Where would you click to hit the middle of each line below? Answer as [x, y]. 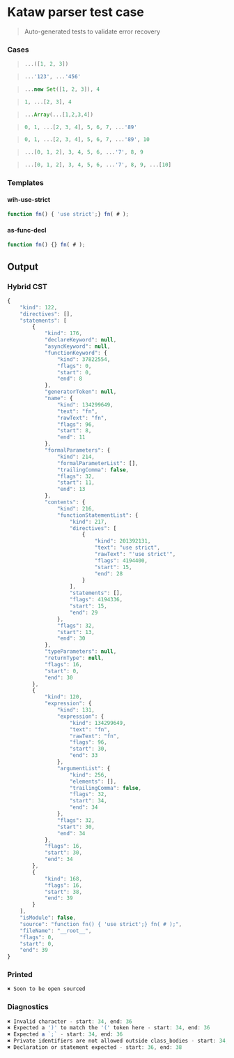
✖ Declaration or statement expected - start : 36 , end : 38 [95, 1048]
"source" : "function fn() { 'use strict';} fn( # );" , [101, 924]
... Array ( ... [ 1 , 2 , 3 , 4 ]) [59, 115]
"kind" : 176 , [63, 333]
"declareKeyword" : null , [80, 340]
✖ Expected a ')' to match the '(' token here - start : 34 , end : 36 [109, 1028]
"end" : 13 [71, 490]
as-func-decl [27, 230]
